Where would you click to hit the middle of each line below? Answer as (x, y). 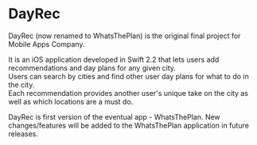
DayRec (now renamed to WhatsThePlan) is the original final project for (125, 36)
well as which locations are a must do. (71, 101)
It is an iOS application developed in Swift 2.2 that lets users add (114, 59)
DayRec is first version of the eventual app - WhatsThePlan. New (114, 116)
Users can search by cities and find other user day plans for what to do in (128, 76)
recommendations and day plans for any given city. (92, 67)
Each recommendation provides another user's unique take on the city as (128, 93)
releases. (23, 134)
